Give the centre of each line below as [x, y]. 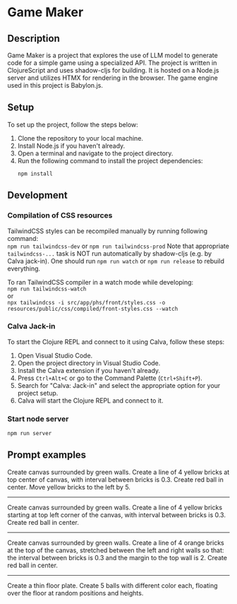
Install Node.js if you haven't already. [71, 146]
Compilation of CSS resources [60, 215]
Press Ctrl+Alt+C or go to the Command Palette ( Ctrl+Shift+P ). [110, 378]
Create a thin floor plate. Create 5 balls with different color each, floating [113, 585]
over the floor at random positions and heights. [75, 593]
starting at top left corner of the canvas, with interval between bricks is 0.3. [116, 515]
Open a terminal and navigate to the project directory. [95, 153]
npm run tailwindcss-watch [47, 289]
